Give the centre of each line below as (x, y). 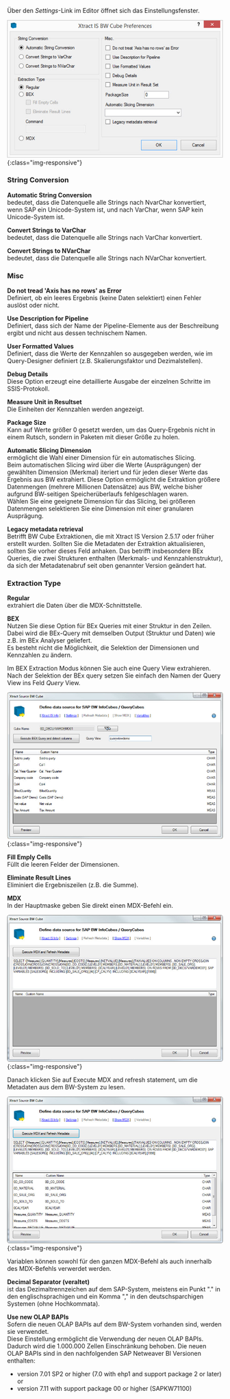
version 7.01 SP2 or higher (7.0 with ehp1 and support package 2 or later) (119, 1374)
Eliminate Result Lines (39, 878)
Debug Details (28, 374)
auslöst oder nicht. (34, 306)
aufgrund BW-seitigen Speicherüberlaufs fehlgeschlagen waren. (98, 494)
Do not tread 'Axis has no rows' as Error (64, 290)
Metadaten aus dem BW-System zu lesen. (66, 1087)
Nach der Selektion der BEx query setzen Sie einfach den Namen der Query (114, 676)
